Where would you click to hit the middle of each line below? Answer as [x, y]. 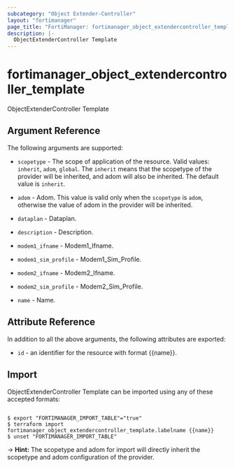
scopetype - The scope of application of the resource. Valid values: [113, 161]
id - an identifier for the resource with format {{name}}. [97, 352]
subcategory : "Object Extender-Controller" [72, 14]
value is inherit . [41, 184]
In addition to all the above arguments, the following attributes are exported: [116, 339]
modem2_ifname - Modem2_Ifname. [66, 273]
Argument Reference [54, 131]
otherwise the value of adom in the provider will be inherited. [105, 205]
